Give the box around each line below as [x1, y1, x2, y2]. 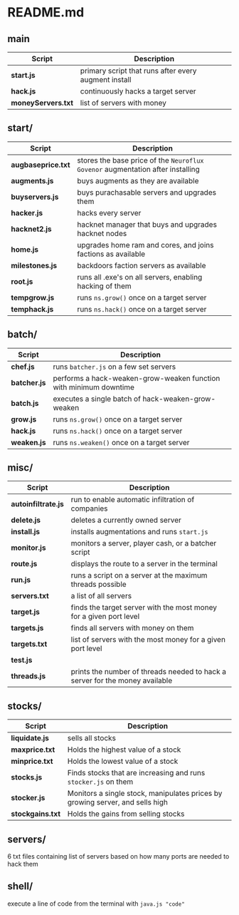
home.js [11, 244, 39, 254]
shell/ [7, 880, 33, 892]
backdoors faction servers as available [77, 260, 206, 270]
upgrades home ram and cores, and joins [77, 240, 214, 250]
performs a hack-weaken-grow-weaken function [53, 373, 221, 383]
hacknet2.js [11, 224, 52, 234]
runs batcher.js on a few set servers [53, 362, 176, 372]
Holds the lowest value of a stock [67, 757, 179, 767]
